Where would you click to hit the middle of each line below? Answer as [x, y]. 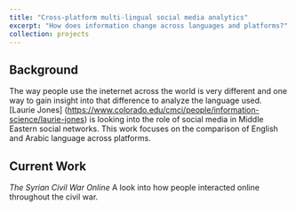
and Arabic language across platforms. [80, 138]
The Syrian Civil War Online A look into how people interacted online [135, 188]
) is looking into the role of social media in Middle [174, 120]
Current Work [48, 166]
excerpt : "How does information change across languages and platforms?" [149, 26]
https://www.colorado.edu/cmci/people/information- [163, 110]
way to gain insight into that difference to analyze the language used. [136, 101]
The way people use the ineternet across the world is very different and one [148, 91]
